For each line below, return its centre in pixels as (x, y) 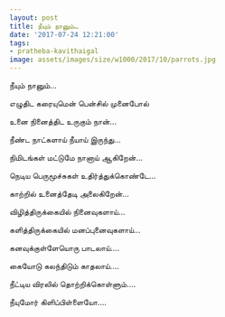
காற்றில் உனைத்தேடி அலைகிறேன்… (69, 194)
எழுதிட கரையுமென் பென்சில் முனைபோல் (80, 103)
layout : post (34, 18)
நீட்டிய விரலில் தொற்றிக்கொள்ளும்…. (73, 284)
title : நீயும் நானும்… (44, 26)
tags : (19, 43)
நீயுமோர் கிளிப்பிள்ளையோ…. (58, 302)
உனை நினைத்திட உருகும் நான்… (63, 121)
